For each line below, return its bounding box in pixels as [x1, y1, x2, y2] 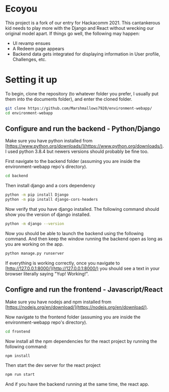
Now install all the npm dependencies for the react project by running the [5, 338, 157, 344]
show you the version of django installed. [5, 211, 91, 217]
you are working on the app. [5, 241, 64, 247]
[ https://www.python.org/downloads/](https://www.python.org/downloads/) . [5, 143, 164, 149]
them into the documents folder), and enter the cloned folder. [5, 96, 133, 102]
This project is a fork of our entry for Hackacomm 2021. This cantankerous [5, 20, 160, 26]
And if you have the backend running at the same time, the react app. [5, 381, 149, 387]
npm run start [5, 372, 35, 377]
